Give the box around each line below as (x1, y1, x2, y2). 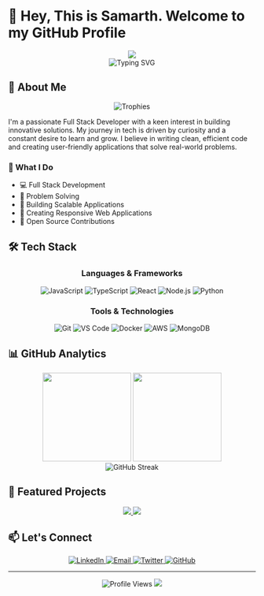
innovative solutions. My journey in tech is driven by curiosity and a (8, 125, 226, 135)
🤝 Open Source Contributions (19, 217, 115, 226)
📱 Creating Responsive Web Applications (19, 208, 152, 218)
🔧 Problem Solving (19, 192, 80, 201)
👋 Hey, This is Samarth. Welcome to (8, 7, 245, 25)
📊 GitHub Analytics (8, 347, 107, 361)
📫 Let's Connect (8, 531, 93, 545)
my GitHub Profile (8, 24, 126, 42)
